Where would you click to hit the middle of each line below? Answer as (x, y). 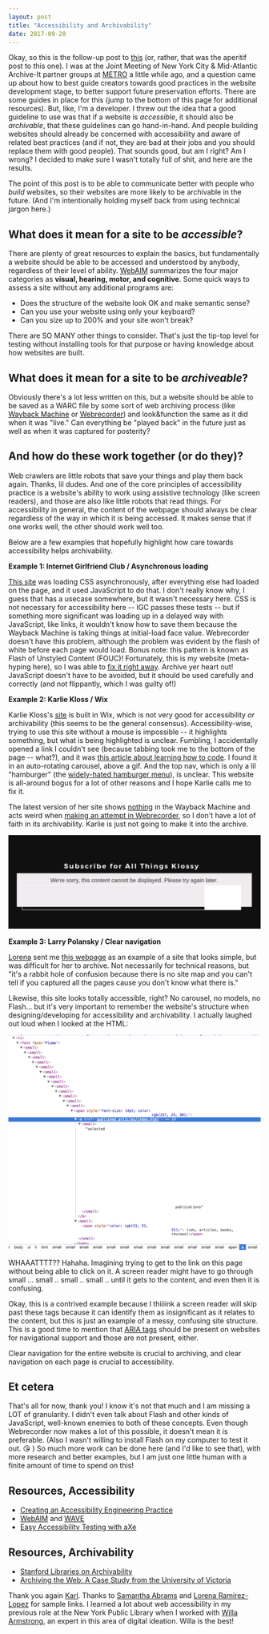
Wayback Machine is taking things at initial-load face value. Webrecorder (129, 632)
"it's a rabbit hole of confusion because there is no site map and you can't (130, 974)
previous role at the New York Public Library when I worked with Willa (123, 1612)
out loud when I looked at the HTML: (68, 1024)
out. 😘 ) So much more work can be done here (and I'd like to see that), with (134, 1448)
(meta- (238, 658)
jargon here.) (30, 209)
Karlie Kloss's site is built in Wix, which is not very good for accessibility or (131, 715)
